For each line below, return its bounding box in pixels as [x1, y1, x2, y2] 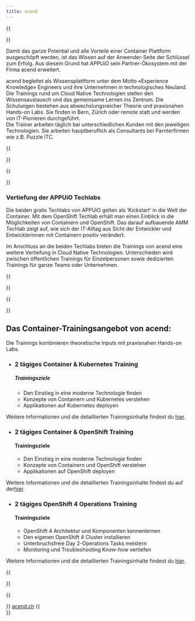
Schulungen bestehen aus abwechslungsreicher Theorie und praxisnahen [6, 102, 184, 109]
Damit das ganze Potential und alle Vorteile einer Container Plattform [6, 47, 171, 54]
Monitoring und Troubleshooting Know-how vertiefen [23, 545, 152, 553]
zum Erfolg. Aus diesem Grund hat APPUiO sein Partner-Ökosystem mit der [6, 60, 187, 67]
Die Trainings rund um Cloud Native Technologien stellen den [6, 90, 154, 97]
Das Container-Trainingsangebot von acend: [6, 324, 172, 334]
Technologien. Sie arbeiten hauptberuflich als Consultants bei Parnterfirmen [6, 127, 189, 134]
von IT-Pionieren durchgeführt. [6, 115, 81, 122]
